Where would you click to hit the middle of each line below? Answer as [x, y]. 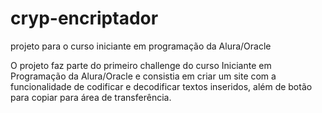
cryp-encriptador [84, 18]
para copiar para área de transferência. [91, 97]
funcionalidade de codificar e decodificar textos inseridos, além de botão [161, 86]
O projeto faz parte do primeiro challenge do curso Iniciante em [141, 65]
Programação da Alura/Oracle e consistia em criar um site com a [143, 76]
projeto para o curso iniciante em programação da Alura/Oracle [141, 46]
